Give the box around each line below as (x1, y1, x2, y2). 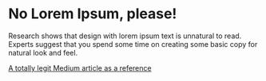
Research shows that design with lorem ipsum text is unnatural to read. (8, 31, 242, 40)
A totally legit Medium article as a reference (8, 63, 152, 72)
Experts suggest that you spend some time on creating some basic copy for (8, 39, 258, 48)
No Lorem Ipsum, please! (8, 5, 177, 23)
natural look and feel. (8, 48, 78, 57)
